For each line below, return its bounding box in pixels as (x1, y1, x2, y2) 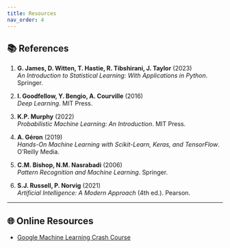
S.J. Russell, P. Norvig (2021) (16, 182, 101, 190)
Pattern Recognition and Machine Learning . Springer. (16, 169, 168, 177)
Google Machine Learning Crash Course (16, 234, 131, 242)
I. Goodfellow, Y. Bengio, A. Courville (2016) (16, 92, 144, 100)
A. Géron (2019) (16, 133, 63, 141)
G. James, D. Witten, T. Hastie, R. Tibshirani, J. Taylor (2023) (16, 64, 192, 73)
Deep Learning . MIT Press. (16, 99, 93, 108)
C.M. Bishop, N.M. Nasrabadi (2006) (16, 161, 123, 169)
